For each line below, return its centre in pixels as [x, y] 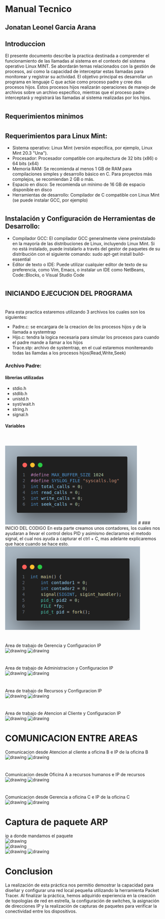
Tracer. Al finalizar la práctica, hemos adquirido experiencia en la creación [81, 896]
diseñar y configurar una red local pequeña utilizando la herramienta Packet [82, 890]
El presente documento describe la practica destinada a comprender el [77, 56]
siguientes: [16, 317]
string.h [20, 409]
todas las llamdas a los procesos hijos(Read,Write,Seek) [69, 353]
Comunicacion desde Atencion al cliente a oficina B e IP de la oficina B [77, 752]
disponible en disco [32, 190]
